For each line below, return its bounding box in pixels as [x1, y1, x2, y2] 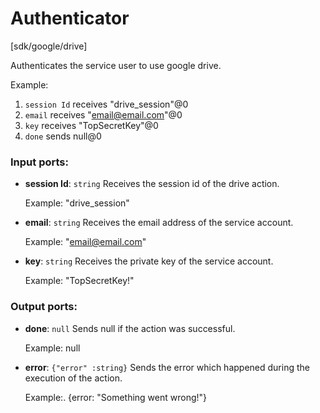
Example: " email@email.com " [24, 236, 147, 248]
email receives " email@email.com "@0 [24, 108, 183, 121]
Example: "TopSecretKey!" [24, 275, 135, 287]
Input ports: [10, 155, 69, 169]
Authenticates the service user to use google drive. [10, 59, 222, 71]
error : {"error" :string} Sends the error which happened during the [24, 361, 310, 373]
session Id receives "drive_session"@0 [24, 98, 189, 110]
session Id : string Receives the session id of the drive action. [24, 178, 280, 190]
